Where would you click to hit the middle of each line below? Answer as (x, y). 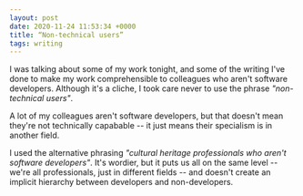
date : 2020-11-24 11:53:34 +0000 (73, 26)
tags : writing (36, 43)
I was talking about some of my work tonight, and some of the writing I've (147, 69)
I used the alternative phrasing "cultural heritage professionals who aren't (148, 153)
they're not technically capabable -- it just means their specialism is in (141, 126)
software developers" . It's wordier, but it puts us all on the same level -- (144, 163)
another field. (35, 135)
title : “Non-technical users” (67, 35)
